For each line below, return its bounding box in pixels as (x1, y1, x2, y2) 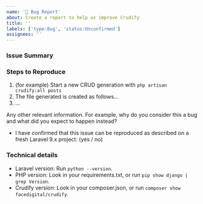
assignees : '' (6, 31, 42, 38)
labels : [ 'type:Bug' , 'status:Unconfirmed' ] (6, 25, 121, 32)
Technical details (6, 151, 58, 159)
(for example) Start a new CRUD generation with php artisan (15, 81, 167, 88)
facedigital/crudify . (15, 190, 68, 197)
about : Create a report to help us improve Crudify (6, 15, 139, 21)
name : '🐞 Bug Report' (6, 8, 61, 15)
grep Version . (15, 177, 50, 185)
